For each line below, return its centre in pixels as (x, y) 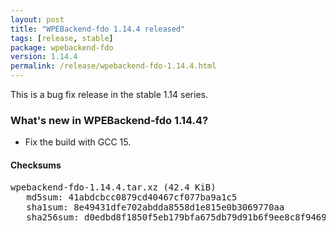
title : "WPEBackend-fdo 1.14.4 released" (98, 29)
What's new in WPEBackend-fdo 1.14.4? (109, 120)
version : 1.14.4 (44, 57)
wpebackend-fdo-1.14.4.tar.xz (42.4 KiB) (113, 187)
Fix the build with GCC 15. (78, 142)
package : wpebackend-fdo (62, 47)
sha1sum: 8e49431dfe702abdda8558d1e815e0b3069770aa (155, 207)
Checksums (36, 165)
